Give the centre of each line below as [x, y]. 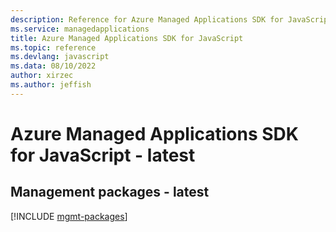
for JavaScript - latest [103, 155]
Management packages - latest [110, 192]
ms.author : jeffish [51, 85]
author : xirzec [42, 76]
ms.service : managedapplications [80, 29]
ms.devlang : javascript [60, 57]
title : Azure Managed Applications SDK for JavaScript [127, 38]
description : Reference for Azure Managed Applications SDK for [147, 19]
